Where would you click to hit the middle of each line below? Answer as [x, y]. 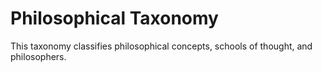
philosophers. [38, 56]
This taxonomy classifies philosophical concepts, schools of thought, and [161, 46]
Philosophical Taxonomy [114, 18]
